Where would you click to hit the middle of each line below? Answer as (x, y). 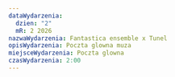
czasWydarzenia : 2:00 (45, 61)
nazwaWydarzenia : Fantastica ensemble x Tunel (88, 38)
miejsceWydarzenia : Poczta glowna (67, 53)
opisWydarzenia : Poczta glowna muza (70, 46)
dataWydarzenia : (35, 16)
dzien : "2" (34, 23)
